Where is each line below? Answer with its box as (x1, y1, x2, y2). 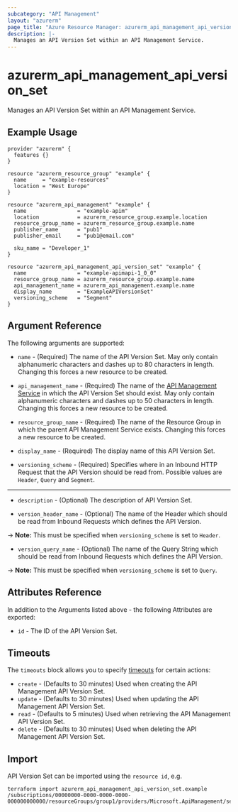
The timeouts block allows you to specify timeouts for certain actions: (7, 666, 211, 674)
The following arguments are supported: (7, 339, 125, 347)
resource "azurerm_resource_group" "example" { (7, 170, 151, 177)
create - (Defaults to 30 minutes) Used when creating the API (17, 679, 198, 688)
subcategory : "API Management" (7, 10, 100, 18)
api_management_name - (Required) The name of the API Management (17, 381, 217, 390)
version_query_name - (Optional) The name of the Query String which (17, 544, 218, 553)
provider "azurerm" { (7, 145, 72, 153)
